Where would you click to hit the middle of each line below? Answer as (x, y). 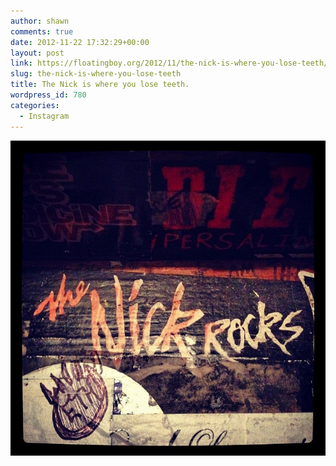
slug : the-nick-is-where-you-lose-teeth (96, 74)
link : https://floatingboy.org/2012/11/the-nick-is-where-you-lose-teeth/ (169, 63)
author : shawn (40, 21)
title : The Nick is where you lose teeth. (100, 85)
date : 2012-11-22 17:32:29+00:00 (80, 42)
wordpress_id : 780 (48, 95)
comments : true (42, 31)
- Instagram (44, 116)
